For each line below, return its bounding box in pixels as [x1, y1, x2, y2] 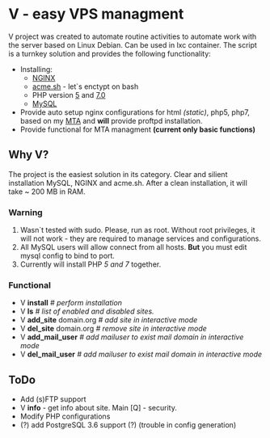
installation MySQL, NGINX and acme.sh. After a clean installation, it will [8, 178, 248, 187]
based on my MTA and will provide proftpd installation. [19, 116, 203, 125]
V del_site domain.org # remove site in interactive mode [19, 324, 208, 334]
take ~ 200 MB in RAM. [8, 187, 86, 196]
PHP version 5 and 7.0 [32, 90, 106, 99]
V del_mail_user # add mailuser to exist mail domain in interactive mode [19, 349, 263, 360]
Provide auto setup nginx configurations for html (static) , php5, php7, [19, 107, 251, 117]
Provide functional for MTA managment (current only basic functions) [19, 124, 256, 134]
